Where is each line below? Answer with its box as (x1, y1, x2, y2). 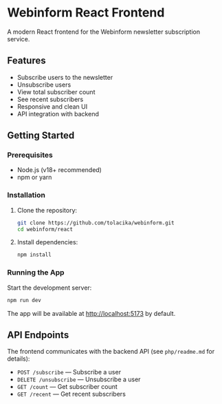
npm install (16, 251, 52, 259)
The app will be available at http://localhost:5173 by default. (7, 309, 176, 317)
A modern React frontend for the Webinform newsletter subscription (7, 28, 201, 36)
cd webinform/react (16, 226, 74, 233)
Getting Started (7, 129, 75, 142)
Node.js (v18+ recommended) (16, 166, 102, 174)
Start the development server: (7, 284, 92, 292)
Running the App (7, 268, 65, 277)
